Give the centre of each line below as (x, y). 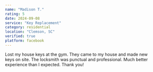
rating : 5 (15, 14)
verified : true (20, 36)
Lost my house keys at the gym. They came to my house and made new (76, 54)
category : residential (28, 27)
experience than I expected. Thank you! (44, 64)
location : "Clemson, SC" (30, 32)
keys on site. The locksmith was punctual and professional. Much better (76, 59)
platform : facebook (25, 41)
